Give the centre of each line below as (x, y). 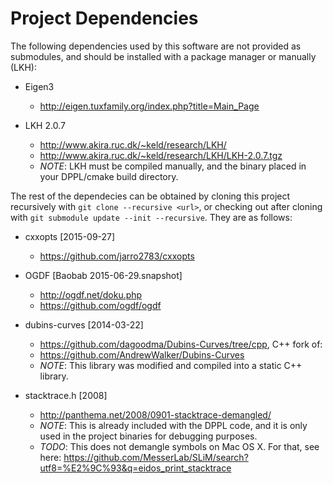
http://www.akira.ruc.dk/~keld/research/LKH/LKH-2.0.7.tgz (161, 155)
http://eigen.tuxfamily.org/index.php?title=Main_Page (149, 106)
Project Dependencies (104, 18)
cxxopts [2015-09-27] (70, 236)
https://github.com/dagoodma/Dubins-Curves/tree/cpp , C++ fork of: (181, 344)
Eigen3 (39, 86)
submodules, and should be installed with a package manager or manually (163, 56)
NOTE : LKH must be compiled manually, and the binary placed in (173, 166)
